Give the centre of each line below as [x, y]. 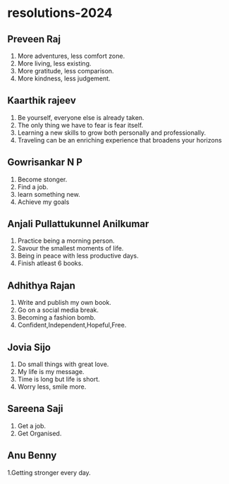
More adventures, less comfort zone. [71, 56]
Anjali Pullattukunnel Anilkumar [78, 224]
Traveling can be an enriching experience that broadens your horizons [119, 140]
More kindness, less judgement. [64, 78]
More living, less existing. [54, 63]
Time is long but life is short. [58, 380]
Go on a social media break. [58, 310]
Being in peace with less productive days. [78, 256]
